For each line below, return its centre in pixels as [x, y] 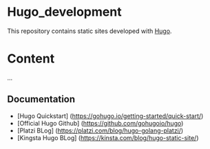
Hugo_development [64, 12]
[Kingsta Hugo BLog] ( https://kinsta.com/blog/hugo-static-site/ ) [108, 137]
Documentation [41, 99]
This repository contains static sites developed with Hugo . [90, 31]
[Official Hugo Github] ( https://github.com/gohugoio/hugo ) [100, 123]
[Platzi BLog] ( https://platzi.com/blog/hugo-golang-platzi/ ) [100, 130]
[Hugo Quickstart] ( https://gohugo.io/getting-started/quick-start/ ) [110, 116]
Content [31, 59]
